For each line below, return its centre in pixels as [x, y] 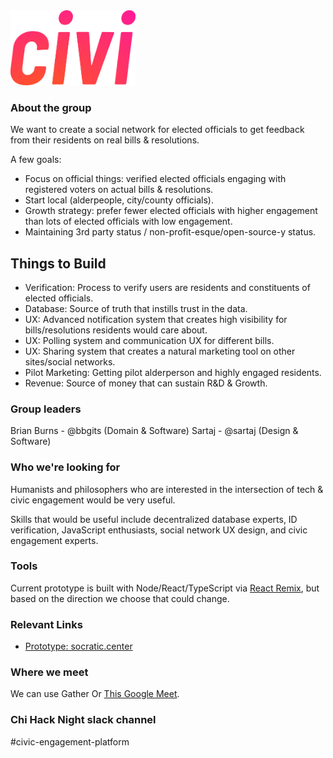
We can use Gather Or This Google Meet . [95, 694]
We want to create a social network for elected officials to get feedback [157, 130]
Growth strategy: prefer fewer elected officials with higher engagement [171, 211]
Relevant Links [46, 624]
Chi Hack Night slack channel [83, 720]
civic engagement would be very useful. [93, 500]
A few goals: [36, 160]
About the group [51, 107]
